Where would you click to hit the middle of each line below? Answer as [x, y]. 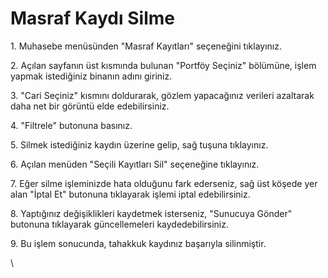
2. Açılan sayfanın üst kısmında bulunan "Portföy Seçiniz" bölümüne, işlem [163, 65]
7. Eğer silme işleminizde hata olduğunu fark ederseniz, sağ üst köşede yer [164, 183]
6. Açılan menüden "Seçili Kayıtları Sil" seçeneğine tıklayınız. [135, 164]
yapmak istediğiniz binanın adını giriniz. [91, 76]
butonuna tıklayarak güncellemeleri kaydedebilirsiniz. [120, 224]
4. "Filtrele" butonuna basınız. [71, 125]
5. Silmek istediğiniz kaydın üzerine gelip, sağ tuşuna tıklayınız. [139, 144]
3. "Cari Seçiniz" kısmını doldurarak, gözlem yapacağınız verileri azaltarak [162, 95]
